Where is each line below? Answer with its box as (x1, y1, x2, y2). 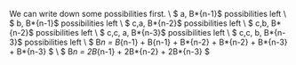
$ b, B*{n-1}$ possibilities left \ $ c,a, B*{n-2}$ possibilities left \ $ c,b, (9, 18, 269, 28)
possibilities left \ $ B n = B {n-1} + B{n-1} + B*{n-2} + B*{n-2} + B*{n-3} (24, 37, 288, 47)
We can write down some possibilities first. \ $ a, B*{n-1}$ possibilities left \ (9, 9, 287, 19)
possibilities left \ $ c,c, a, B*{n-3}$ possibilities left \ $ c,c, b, (35, 28, 262, 37)
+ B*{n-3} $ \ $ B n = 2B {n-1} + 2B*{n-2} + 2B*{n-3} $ (9, 46, 211, 57)
